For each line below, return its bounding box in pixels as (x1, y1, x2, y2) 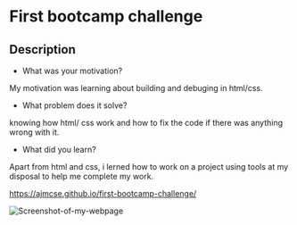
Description (9, 42, 76, 57)
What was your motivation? (21, 65, 123, 76)
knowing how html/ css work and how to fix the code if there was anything (9, 118, 284, 128)
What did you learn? (21, 145, 96, 154)
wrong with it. (9, 127, 60, 137)
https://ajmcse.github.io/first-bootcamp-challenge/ (9, 188, 197, 198)
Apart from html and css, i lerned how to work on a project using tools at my (9, 162, 289, 171)
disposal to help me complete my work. (9, 171, 154, 181)
